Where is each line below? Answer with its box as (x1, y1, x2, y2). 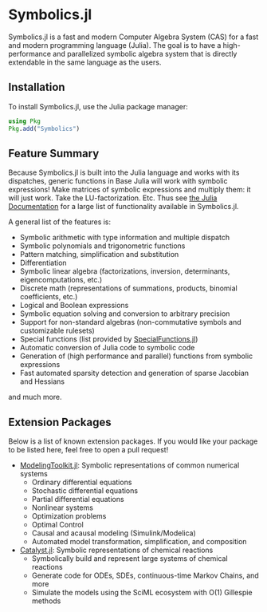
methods (31, 596, 61, 606)
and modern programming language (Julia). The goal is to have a (8, 40, 222, 49)
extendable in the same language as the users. (8, 57, 162, 67)
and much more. (8, 393, 62, 402)
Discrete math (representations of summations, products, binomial (19, 283, 238, 293)
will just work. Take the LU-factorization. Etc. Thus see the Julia (8, 193, 218, 203)
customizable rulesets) (19, 326, 96, 336)
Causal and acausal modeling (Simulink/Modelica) (31, 528, 197, 538)
